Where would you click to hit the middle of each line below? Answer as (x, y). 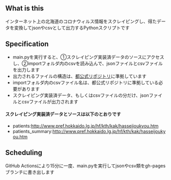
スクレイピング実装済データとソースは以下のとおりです (63, 114)
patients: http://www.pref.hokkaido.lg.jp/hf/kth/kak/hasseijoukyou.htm (85, 126)
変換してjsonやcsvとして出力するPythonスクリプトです (72, 28)
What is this (25, 8)
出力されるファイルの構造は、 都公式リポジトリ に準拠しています (79, 76)
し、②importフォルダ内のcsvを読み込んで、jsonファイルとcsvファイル (88, 63)
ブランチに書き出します (30, 172)
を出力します (26, 70)
